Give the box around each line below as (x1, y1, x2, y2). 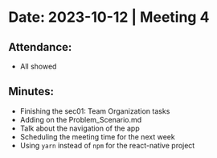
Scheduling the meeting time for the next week (19, 131, 175, 141)
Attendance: (8, 40, 72, 54)
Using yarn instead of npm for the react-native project (19, 140, 195, 150)
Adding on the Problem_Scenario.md (19, 114, 142, 124)
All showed (19, 61, 57, 71)
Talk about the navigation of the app (19, 123, 140, 133)
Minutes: (8, 85, 55, 98)
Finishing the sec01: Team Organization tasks (19, 106, 170, 116)
